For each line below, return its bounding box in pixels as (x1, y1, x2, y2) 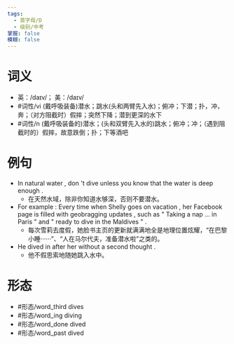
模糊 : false (7, 36, 40, 43)
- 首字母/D (13, 17, 42, 24)
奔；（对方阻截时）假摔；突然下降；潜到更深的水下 (17, 111, 163, 119)
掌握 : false (7, 29, 40, 37)
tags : (7, 10, 23, 18)
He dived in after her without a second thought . (17, 242, 156, 251)
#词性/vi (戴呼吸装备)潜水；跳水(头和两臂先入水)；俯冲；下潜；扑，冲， (17, 102, 224, 111)
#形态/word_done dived (17, 319, 86, 328)
